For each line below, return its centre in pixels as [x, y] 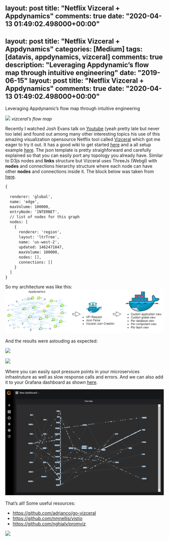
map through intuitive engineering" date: [71, 73]
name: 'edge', [24, 202]
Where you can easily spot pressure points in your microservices [72, 372]
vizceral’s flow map [31, 119]
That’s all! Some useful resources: [40, 503]
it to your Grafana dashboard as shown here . [52, 382]
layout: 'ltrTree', [39, 237]
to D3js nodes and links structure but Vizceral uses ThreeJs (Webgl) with [81, 161]
